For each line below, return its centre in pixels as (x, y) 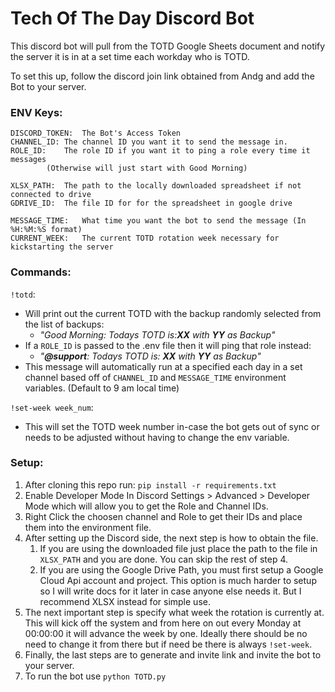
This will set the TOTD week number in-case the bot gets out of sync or (172, 426)
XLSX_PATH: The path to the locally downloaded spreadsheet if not (156, 186)
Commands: (41, 272)
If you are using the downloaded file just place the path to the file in (178, 548)
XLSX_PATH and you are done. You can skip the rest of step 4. (164, 559)
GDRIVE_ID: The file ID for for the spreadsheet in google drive (151, 203)
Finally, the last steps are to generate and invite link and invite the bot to (173, 654)
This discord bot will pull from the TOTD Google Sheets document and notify (168, 46)
